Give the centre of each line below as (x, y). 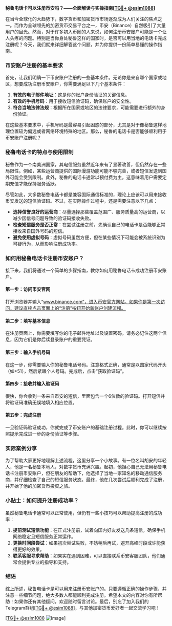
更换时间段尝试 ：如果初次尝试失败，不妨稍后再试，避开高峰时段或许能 (87, 543)
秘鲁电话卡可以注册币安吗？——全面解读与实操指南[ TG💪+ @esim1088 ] (80, 8)
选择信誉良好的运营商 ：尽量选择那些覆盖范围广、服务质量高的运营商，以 (89, 211)
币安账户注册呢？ (23, 138)
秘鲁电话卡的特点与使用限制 (39, 152)
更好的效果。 (31, 549)
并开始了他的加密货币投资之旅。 (39, 486)
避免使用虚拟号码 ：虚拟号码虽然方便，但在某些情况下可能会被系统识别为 (89, 237)
